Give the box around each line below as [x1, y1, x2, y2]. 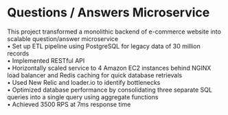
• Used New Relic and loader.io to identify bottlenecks [7, 78, 161, 86]
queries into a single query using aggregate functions [7, 92, 159, 101]
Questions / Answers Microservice [7, 5, 210, 21]
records [7, 49, 30, 57]
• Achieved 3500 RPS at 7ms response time [7, 100, 131, 108]
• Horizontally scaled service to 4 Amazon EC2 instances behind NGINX [7, 64, 212, 72]
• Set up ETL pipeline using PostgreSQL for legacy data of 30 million [7, 42, 201, 50]
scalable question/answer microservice [7, 34, 119, 42]
